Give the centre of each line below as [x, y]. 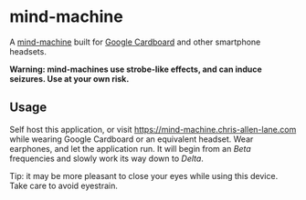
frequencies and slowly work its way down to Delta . [106, 158]
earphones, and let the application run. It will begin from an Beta [130, 148]
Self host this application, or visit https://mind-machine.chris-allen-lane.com [153, 129]
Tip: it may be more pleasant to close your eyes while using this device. [144, 175]
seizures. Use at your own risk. [69, 78]
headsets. [28, 51]
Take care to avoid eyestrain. [64, 185]
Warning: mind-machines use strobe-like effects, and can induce [136, 69]
